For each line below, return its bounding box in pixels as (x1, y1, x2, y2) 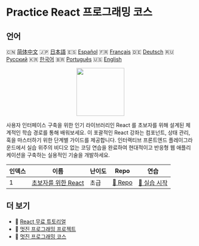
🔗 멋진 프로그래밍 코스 (14, 233, 67, 240)
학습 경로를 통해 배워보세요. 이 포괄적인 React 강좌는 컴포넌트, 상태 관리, (22, 129, 191, 136)
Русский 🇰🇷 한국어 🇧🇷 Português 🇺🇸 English (6, 56, 123, 63)
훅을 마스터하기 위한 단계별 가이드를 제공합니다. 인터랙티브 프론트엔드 (6, 136, 167, 144)
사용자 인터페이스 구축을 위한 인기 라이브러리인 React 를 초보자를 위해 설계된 (6, 122, 185, 129)
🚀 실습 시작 (138, 179, 168, 187)
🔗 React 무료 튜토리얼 (14, 218, 66, 225)
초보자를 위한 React (32, 179, 84, 187)
